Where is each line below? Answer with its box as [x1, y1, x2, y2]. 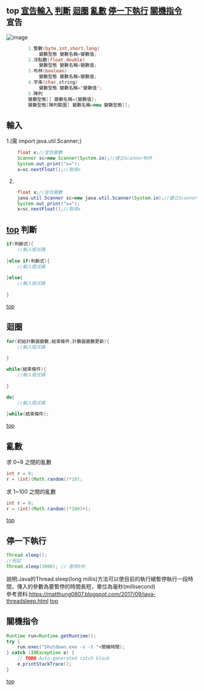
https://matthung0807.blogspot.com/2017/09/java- [29, 590, 156, 597]
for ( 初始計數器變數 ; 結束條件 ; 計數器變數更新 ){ [6, 338, 110, 344]
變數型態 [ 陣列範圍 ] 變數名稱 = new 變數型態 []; [28, 102, 131, 108]
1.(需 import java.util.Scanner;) [6, 137, 82, 145]
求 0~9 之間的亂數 [6, 458, 52, 466]
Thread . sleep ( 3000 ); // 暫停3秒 [6, 563, 86, 570]
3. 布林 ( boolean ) [28, 68, 67, 74]
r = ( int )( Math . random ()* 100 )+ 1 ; [6, 506, 91, 512]
